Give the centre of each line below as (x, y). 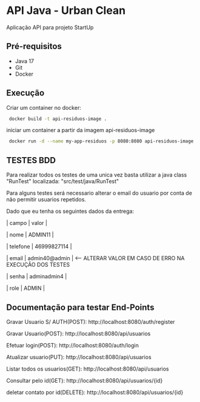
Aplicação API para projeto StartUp (50, 27)
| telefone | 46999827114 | (39, 247)
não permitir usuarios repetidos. (46, 199)
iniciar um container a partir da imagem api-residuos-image (81, 130)
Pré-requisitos (34, 46)
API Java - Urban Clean (66, 11)
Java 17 (25, 61)
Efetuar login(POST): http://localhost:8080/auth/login (73, 345)
